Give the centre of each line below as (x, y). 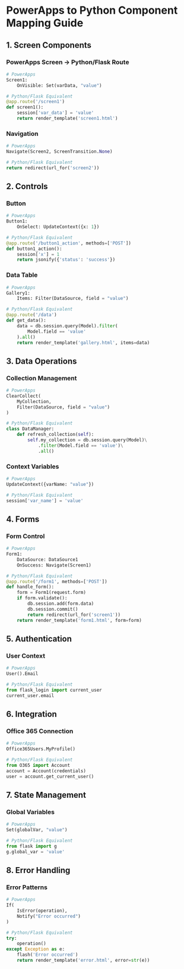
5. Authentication (39, 639)
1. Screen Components (49, 45)
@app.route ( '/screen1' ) (36, 102)
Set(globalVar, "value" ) (37, 830)
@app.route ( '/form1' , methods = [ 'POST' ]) (57, 581)
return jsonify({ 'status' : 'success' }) (66, 260)
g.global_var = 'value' (36, 852)
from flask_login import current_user (54, 690)
